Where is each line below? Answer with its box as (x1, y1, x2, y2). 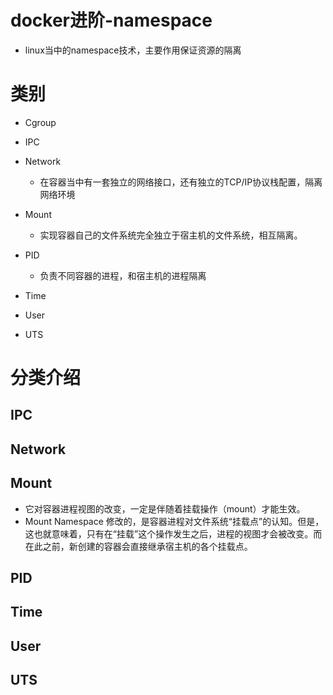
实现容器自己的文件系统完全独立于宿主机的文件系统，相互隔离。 (39, 229, 303, 241)
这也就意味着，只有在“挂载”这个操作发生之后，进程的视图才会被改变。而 (24, 527, 323, 540)
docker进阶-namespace (10, 9, 213, 32)
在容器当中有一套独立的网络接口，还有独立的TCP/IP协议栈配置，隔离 (39, 176, 323, 188)
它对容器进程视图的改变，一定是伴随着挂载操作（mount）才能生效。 (24, 502, 306, 515)
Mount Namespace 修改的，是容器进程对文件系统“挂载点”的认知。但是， (24, 515, 325, 527)
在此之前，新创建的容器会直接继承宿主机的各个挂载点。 (24, 540, 253, 552)
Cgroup (24, 116, 57, 128)
